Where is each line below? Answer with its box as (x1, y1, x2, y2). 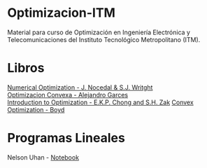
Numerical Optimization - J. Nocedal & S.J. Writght (7, 83, 153, 92)
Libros (7, 60, 45, 76)
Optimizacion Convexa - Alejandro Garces (7, 90, 129, 99)
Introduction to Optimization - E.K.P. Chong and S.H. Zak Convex (7, 98, 194, 106)
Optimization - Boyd (7, 105, 65, 113)
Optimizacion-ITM (7, 5, 115, 21)
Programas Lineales (7, 130, 126, 146)
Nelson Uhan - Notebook (7, 153, 79, 162)
